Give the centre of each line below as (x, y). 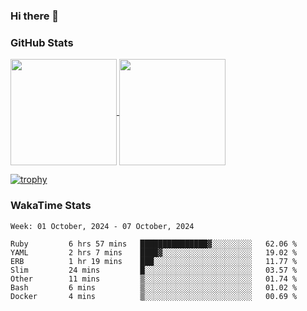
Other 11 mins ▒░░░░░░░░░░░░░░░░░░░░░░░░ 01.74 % (154, 279)
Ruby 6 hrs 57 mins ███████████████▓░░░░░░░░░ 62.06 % (154, 244)
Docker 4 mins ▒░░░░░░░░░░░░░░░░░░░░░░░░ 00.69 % (154, 296)
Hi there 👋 (35, 16)
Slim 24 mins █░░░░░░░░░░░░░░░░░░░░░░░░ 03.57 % (154, 270)
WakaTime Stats (51, 206)
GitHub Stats (42, 42)
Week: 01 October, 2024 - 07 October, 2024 (102, 226)
